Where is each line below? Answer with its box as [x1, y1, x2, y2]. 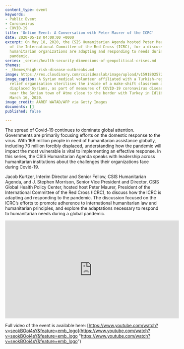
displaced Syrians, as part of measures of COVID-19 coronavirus [9, 86, 148, 91]
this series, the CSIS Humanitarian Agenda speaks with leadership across [5, 153, 155, 159]
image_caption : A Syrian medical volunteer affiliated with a [5, 77, 136, 82]
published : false [5, 109, 41, 114]
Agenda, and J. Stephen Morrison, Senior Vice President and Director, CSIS [5, 178, 159, 184]
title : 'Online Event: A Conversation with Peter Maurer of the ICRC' [5, 30, 154, 35]
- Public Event [5, 16, 37, 21]
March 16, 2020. [9, 95, 43, 100]
